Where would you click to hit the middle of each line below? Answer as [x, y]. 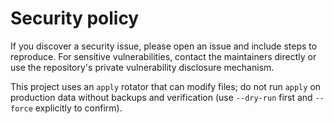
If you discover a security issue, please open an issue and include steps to [164, 46]
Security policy [75, 18]
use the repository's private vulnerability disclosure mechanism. [142, 67]
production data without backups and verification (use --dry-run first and [161, 97]
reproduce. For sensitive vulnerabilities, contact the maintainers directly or [163, 56]
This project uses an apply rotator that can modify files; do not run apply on [166, 86]
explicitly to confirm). [78, 108]
